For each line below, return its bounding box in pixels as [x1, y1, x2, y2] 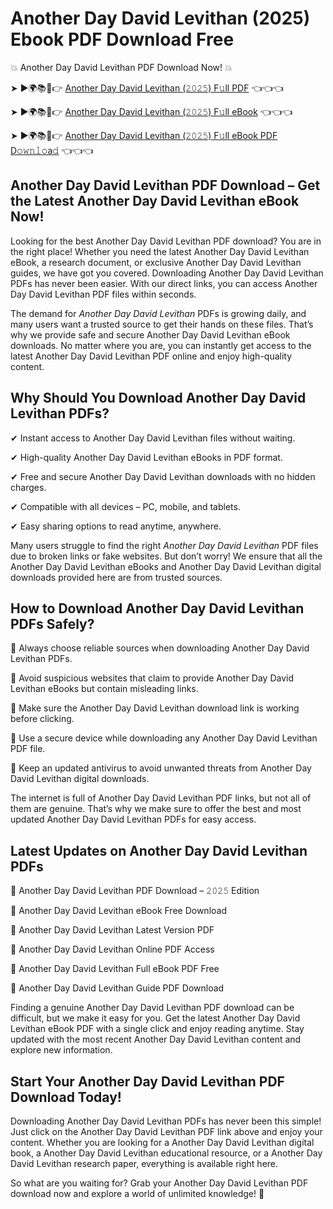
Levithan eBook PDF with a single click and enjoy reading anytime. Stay [10, 1023, 305, 1035]
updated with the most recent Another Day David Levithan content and [10, 1033, 302, 1046]
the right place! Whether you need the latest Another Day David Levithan [10, 245, 310, 257]
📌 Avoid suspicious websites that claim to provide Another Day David [10, 672, 295, 684]
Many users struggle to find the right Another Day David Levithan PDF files [10, 539, 319, 551]
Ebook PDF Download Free [10, 28, 235, 51]
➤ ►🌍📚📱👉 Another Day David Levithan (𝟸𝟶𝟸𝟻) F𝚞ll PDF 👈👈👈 [10, 82, 284, 94]
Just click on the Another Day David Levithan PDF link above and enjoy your [10, 1126, 323, 1137]
